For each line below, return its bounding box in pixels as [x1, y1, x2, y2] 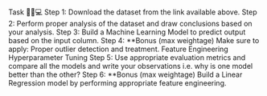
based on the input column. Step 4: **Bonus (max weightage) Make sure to [8, 36, 260, 45]
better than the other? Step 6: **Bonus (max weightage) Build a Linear [8, 70, 243, 79]
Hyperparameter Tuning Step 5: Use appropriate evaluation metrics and [8, 53, 246, 62]
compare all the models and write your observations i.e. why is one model [8, 62, 253, 70]
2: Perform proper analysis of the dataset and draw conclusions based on [8, 19, 253, 28]
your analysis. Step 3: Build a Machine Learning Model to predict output [8, 27, 246, 37]
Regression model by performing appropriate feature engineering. [8, 78, 227, 87]
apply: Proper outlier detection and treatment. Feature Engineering [8, 44, 228, 54]
